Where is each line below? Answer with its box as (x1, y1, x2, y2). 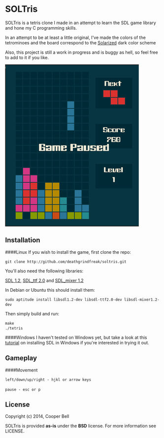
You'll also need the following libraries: (5, 268, 84, 274)
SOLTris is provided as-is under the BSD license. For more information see (5, 423, 157, 429)
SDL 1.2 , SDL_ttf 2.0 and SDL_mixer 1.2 (5, 277, 84, 283)
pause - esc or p (5, 387, 41, 392)
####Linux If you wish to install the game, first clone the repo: (5, 249, 131, 255)
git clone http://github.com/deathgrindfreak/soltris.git (5, 259, 127, 264)
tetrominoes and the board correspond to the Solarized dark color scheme (5, 39, 156, 45)
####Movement (5, 367, 38, 373)
